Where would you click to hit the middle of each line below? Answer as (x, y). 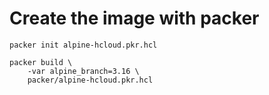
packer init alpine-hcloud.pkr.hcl (83, 45)
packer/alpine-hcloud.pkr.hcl (90, 80)
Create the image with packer (134, 18)
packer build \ (41, 62)
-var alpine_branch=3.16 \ (83, 71)
